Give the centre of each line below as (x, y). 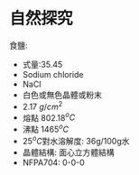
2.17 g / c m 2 (42, 106)
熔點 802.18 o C (49, 116)
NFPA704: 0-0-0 (54, 162)
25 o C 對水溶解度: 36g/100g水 (76, 140)
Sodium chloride (53, 74)
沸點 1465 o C (46, 129)
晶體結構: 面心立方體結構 (68, 152)
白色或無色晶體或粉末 (62, 95)
